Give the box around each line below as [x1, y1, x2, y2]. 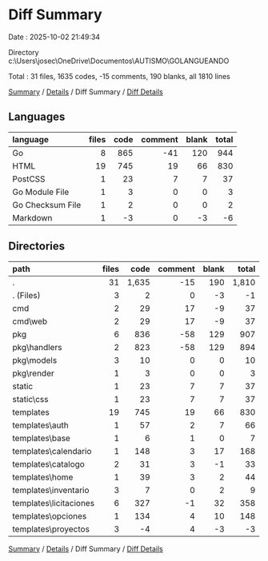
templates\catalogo [12, 458, 86, 469]
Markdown [12, 212, 53, 223]
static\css [12, 393, 49, 404]
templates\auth [12, 420, 70, 431]
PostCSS [12, 173, 46, 185]
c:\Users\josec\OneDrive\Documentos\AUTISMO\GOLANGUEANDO [8, 56, 230, 66]
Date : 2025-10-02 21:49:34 [8, 32, 101, 42]
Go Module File [12, 186, 70, 197]
